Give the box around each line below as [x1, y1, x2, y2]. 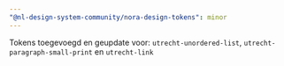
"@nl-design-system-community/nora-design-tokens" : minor [9, 12, 227, 22]
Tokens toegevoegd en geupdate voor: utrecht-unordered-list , [9, 37, 242, 48]
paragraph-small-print [9, 48, 93, 57]
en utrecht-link [94, 46, 154, 57]
